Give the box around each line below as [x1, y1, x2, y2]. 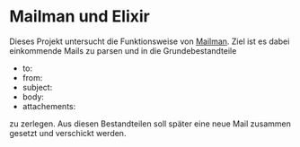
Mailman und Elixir [9, 6, 150, 27]
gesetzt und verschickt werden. [9, 127, 127, 138]
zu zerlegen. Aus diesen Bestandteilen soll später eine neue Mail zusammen [9, 118, 292, 129]
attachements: [22, 100, 76, 111]
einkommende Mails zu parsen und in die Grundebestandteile [9, 45, 237, 56]
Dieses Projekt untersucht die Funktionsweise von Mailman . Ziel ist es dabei [9, 36, 290, 47]
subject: [22, 82, 53, 92]
